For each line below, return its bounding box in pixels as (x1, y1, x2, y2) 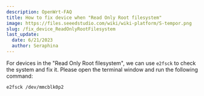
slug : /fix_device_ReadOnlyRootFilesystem (6, 26, 116, 32)
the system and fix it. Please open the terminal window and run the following (6, 66, 199, 73)
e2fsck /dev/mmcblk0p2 (6, 84, 64, 90)
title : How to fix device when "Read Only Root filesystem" (6, 15, 163, 21)
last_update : (6, 32, 40, 38)
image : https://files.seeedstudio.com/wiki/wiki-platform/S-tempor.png (6, 20, 192, 26)
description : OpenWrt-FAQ (6, 9, 72, 15)
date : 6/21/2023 (12, 37, 53, 43)
